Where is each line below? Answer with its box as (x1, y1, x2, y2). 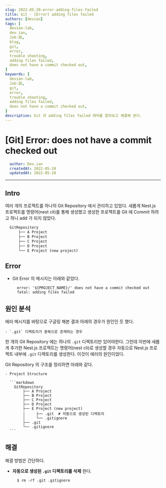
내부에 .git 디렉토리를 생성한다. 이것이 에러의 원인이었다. (14, 351, 125, 357)
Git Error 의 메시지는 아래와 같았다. (12, 275, 80, 281)
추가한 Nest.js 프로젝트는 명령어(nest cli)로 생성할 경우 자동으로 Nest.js (10, 345, 149, 351)
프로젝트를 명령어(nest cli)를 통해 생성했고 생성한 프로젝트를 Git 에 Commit (5, 209, 150, 215)
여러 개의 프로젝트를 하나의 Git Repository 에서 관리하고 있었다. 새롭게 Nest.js (5, 203, 156, 209)
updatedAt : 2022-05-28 (9, 170, 56, 176)
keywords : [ (5, 72, 30, 77)
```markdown (9, 380, 35, 385)
